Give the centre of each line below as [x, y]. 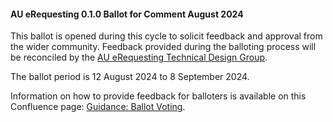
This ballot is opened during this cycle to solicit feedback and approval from [166, 36]
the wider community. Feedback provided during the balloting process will [163, 47]
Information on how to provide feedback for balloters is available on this [158, 96]
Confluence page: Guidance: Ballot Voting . [98, 107]
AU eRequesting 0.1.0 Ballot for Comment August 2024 [127, 14]
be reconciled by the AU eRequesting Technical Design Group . [139, 57]
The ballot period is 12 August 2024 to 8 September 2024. [130, 77]
